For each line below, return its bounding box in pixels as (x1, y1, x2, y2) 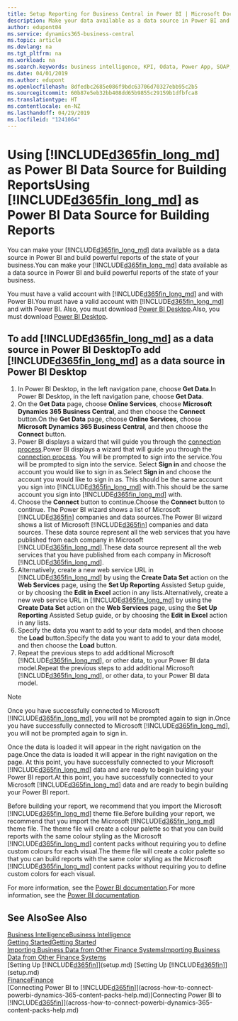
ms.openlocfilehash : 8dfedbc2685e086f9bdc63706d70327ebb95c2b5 (7, 83, 198, 90)
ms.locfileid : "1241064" (7, 116, 81, 123)
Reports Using (7, 177, 91, 192)
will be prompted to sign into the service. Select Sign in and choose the (17, 460, 227, 469)
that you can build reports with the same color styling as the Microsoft (7, 855, 212, 863)
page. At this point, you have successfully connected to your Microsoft (7, 758, 214, 767)
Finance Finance (7, 976, 55, 984)
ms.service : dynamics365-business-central (7, 30, 135, 38)
